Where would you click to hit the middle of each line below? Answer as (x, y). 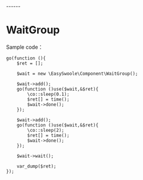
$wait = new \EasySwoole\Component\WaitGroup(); (77, 74)
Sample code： (25, 47)
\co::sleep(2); (46, 130)
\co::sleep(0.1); (48, 94)
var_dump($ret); (37, 166)
